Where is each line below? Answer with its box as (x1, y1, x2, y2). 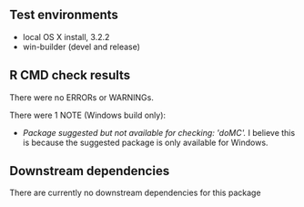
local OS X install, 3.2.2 (22, 31, 110, 42)
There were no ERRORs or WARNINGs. (9, 91, 155, 103)
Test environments (9, 7, 118, 23)
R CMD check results (9, 67, 131, 83)
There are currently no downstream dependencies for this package (9, 187, 261, 199)
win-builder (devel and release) (22, 41, 141, 52)
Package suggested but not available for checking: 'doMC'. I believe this (22, 127, 296, 138)
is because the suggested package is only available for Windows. (22, 137, 269, 148)
